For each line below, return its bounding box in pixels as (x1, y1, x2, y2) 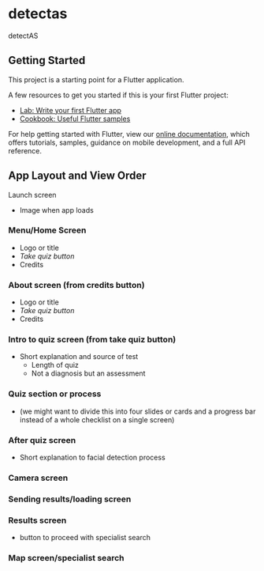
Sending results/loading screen (8, 493, 132, 505)
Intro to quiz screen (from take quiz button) (8, 334, 177, 345)
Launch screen (8, 190, 57, 199)
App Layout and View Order (8, 169, 147, 183)
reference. (8, 146, 42, 155)
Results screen (8, 515, 67, 526)
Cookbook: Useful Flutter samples (19, 114, 131, 123)
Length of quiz (31, 361, 79, 370)
